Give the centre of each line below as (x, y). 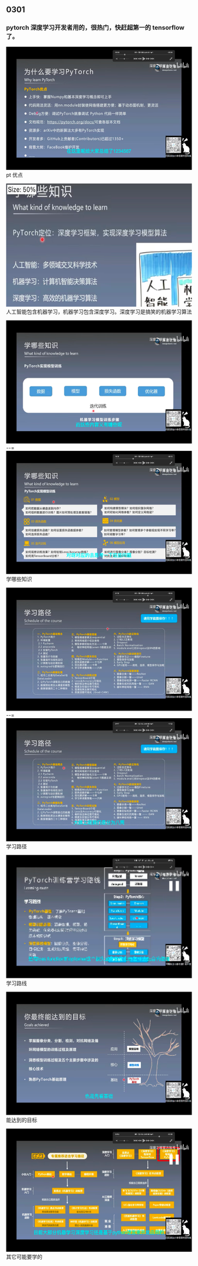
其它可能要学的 (24, 1257)
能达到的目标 (22, 1120)
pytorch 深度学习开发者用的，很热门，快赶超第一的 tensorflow (95, 28)
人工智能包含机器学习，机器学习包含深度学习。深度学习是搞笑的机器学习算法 (99, 311)
